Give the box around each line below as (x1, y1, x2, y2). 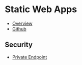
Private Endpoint (12, 54, 47, 60)
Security (5, 41, 33, 49)
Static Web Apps (5, 4, 77, 15)
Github (12, 25, 26, 31)
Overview (12, 20, 33, 26)
